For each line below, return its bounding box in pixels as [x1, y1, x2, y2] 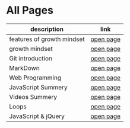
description [30, 25, 64, 33]
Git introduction [9, 54, 52, 62]
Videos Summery [9, 92, 58, 101]
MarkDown [9, 63, 40, 72]
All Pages [6, 4, 53, 17]
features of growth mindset [9, 35, 85, 43]
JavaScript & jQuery [9, 112, 65, 120]
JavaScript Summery [9, 83, 68, 91]
